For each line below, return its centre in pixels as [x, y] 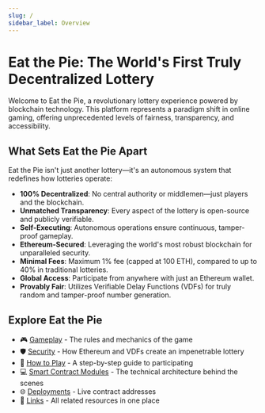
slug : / [21, 15]
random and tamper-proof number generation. [95, 295]
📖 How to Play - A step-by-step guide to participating [106, 363]
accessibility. [30, 126]
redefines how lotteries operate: [61, 178]
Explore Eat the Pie [55, 320]
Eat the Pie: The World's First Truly [125, 62]
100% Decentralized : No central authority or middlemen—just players [134, 194]
